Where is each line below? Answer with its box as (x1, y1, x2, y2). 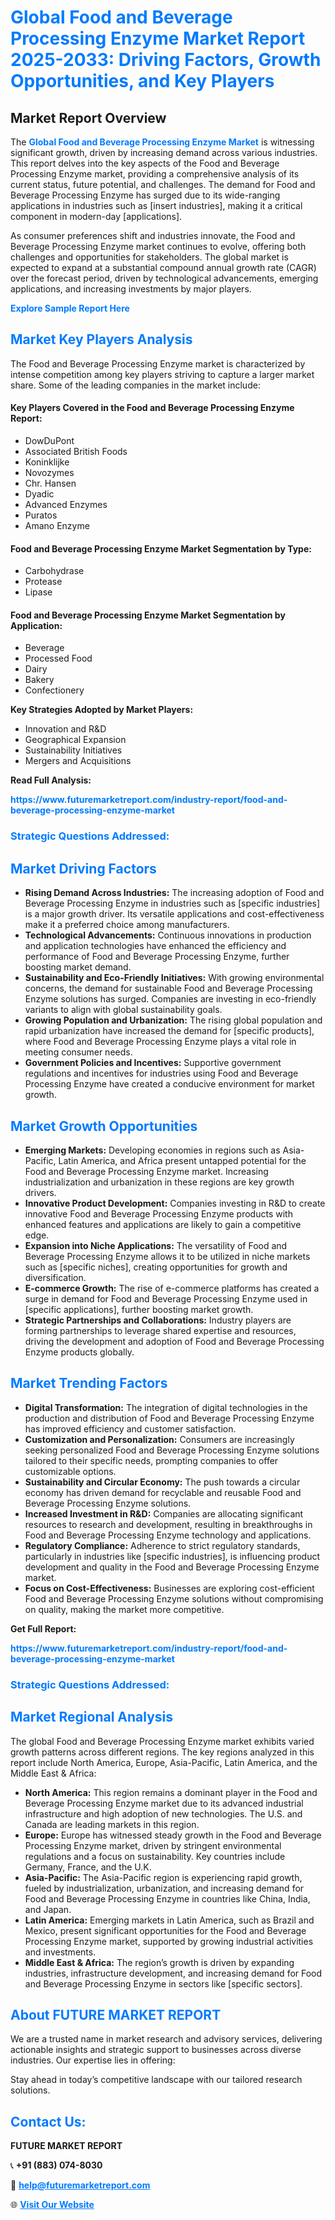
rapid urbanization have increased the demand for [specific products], (24, 1025, 315, 1037)
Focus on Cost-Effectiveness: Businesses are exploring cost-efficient (24, 1582, 315, 1594)
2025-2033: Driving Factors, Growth (10, 49, 322, 71)
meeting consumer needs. (24, 1046, 133, 1058)
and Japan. (24, 1903, 72, 1915)
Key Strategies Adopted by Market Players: (10, 704, 194, 716)
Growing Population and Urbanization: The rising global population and (24, 1014, 323, 1026)
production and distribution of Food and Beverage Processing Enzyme (24, 1412, 315, 1424)
